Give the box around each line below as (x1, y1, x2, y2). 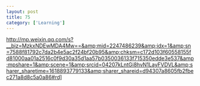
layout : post (6, 8, 39, 15)
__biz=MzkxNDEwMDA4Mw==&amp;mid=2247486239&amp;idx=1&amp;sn (6, 42, 192, 49)
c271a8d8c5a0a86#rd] (6, 74, 62, 81)
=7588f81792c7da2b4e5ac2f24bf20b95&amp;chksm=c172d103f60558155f (6, 49, 192, 56)
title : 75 (6, 14, 31, 20)
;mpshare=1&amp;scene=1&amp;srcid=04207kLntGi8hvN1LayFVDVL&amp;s (6, 61, 193, 68)
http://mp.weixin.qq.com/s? (6, 36, 74, 43)
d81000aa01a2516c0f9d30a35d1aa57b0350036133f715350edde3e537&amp (6, 55, 194, 62)
